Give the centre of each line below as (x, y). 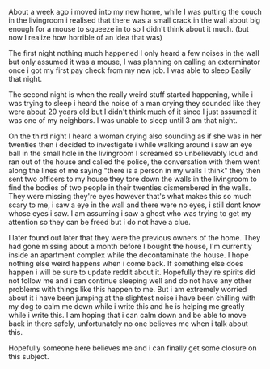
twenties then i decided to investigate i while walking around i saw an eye (131, 144)
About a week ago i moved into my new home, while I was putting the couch (135, 12)
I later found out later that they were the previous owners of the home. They (135, 238)
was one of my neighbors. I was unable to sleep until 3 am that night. (123, 120)
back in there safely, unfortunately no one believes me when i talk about (128, 324)
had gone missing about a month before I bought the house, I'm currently (130, 246)
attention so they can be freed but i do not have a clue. (100, 222)
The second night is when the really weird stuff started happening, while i (131, 95)
